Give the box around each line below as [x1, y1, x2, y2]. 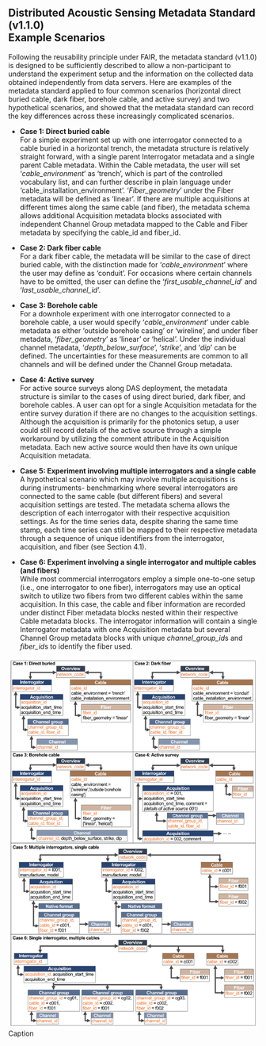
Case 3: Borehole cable [19, 301, 98, 310]
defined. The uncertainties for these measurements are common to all [19, 351, 248, 360]
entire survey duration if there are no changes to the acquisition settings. [19, 408, 257, 418]
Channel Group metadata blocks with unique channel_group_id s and [19, 633, 243, 642]
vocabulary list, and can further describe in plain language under [19, 177, 232, 186]
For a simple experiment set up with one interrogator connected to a [19, 135, 243, 144]
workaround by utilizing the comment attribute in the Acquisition [19, 434, 230, 443]
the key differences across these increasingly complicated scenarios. [8, 111, 235, 121]
